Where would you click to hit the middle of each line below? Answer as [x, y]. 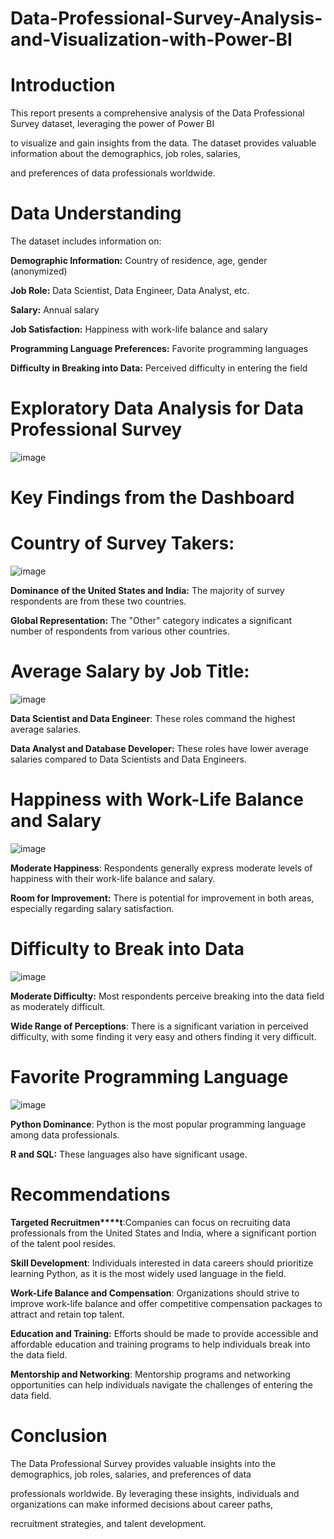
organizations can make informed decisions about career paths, [142, 1504]
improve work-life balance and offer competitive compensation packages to [166, 1303]
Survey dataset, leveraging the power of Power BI [112, 124]
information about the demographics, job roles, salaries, [125, 154]
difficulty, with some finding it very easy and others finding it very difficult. [163, 1036]
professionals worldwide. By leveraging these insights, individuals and [155, 1493]
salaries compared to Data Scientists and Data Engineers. [128, 759]
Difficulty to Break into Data [127, 949]
